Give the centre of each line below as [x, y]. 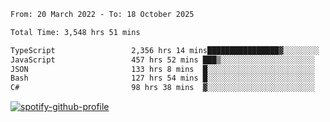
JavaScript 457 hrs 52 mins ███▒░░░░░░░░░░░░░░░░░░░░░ [162, 60]
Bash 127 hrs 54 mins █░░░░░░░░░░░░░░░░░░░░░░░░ [162, 78]
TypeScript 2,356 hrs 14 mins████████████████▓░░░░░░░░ [165, 50]
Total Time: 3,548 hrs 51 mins [75, 32]
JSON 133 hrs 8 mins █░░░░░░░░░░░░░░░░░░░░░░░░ [162, 69]
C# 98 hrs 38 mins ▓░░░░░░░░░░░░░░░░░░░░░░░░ [162, 88]
